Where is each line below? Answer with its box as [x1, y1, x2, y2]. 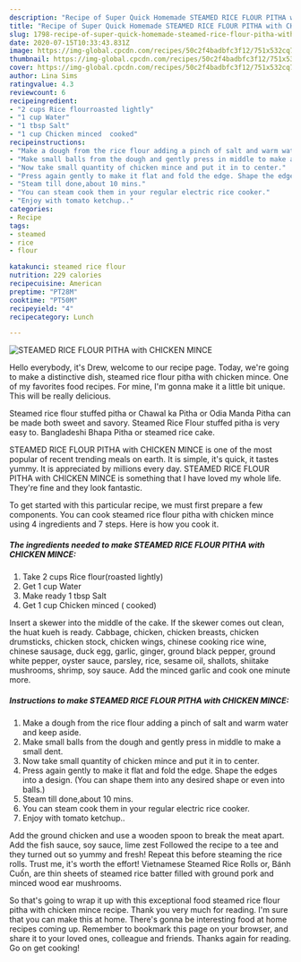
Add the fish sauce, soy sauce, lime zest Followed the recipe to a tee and [9, 839, 279, 851]
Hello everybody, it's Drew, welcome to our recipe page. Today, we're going [9, 362, 289, 373]
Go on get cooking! [9, 942, 81, 954]
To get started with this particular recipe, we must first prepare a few [9, 500, 263, 511]
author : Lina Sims [9, 72, 78, 81]
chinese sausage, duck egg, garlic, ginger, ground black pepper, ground [9, 646, 276, 657]
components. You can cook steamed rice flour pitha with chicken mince [9, 510, 274, 520]
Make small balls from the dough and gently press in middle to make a [21, 736, 281, 748]
